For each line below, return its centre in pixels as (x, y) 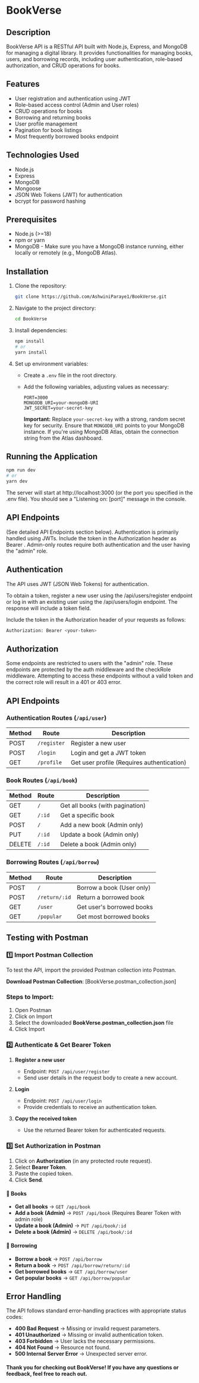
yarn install (31, 352)
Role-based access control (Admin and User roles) (77, 105)
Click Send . (29, 1180)
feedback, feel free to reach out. (47, 1374)
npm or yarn (30, 240)
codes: (15, 1317)
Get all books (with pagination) (103, 806)
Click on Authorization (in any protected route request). (83, 1161)
